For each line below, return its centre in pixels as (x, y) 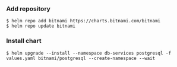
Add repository (28, 9)
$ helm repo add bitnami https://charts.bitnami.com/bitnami (83, 21)
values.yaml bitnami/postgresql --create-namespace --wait (81, 58)
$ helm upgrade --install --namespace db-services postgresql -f (88, 53)
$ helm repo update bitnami (41, 26)
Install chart (24, 41)
